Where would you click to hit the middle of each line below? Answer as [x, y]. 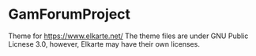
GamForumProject [70, 14]
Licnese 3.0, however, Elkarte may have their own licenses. [104, 44]
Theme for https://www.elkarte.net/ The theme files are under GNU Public [128, 36]
